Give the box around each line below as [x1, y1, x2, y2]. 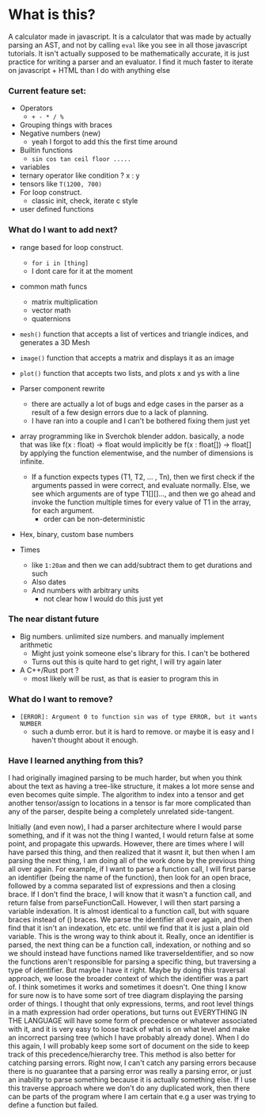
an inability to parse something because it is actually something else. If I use [8, 1075, 257, 1084]
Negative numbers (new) [19, 128, 101, 138]
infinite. [19, 456, 45, 466]
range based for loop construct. [19, 242, 124, 251]
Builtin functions [19, 145, 74, 155]
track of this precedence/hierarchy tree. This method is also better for [8, 1049, 236, 1060]
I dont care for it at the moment [31, 266, 133, 275]
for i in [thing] [31, 259, 89, 267]
